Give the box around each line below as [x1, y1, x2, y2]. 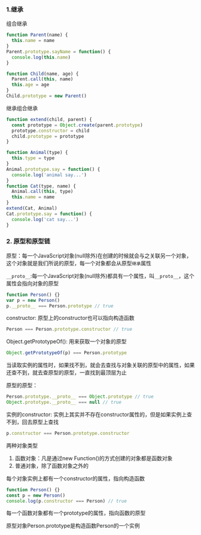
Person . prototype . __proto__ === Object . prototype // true [6, 394, 154, 400]
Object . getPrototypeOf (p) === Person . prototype [6, 350, 127, 356]
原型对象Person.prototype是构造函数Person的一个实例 [6, 522, 141, 530]
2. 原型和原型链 [6, 237, 51, 246]
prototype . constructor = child [11, 128, 90, 134]
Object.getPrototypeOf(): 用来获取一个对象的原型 [6, 338, 127, 345]
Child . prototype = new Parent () [6, 93, 87, 99]
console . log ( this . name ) [11, 54, 71, 61]
